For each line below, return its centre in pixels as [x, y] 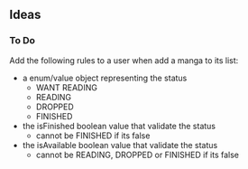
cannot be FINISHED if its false [93, 136]
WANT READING [66, 87]
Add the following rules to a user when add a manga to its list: [124, 60]
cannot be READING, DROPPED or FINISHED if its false [137, 155]
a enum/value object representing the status [105, 78]
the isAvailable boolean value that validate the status [120, 145]
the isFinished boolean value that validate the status [119, 126]
